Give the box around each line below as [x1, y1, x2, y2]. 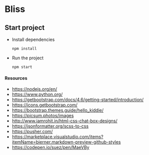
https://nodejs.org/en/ [11, 86, 58, 92]
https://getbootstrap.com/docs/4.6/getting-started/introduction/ [11, 97, 144, 103]
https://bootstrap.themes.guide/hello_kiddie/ [11, 107, 104, 113]
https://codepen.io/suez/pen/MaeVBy [11, 145, 90, 151]
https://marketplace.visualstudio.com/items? [11, 134, 104, 140]
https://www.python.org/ [11, 91, 63, 98]
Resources [4, 75, 28, 81]
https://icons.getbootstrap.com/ [11, 102, 78, 108]
